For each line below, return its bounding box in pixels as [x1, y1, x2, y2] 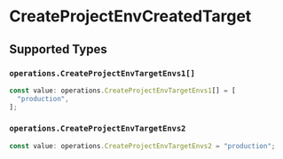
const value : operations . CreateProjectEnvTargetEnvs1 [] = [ [9, 86, 237, 95]
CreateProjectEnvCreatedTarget [9, 6, 252, 27]
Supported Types [9, 42, 108, 57]
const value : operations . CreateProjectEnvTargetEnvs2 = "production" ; [9, 141, 276, 150]
